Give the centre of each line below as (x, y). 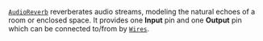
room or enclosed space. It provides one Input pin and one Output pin (125, 20)
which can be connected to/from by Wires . (79, 29)
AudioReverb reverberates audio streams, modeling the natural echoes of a (132, 12)
